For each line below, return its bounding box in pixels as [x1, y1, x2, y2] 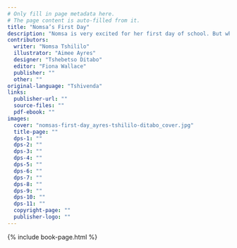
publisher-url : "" [13, 96, 68, 103]
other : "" [13, 75, 42, 83]
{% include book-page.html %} [7, 232, 98, 241]
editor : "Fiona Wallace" [13, 63, 87, 70]
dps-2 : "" [13, 142, 42, 149]
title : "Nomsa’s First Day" [7, 23, 90, 30]
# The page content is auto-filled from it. [7, 17, 140, 24]
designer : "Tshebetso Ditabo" [13, 56, 102, 63]
